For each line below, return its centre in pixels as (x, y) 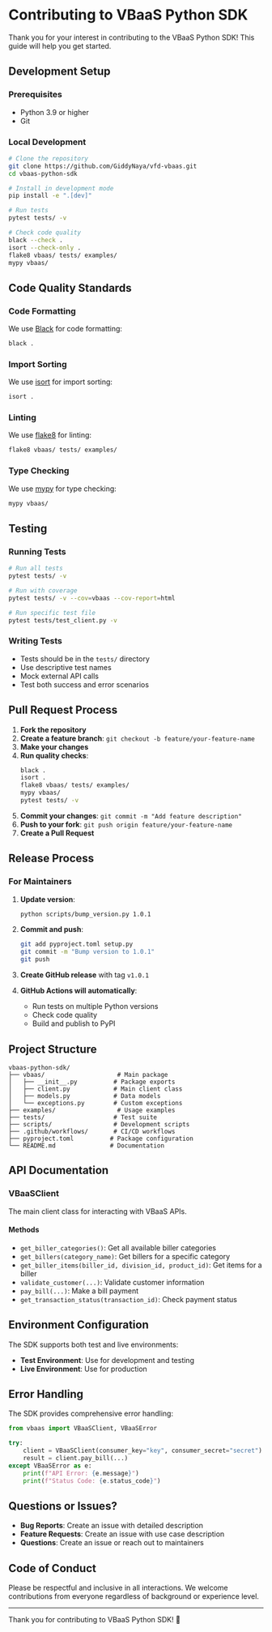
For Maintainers (40, 882)
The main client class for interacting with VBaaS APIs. (98, 1211)
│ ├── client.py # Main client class (96, 1089)
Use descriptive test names (66, 667)
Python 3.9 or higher (54, 112)
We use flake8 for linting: (50, 435)
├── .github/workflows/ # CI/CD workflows (92, 1131)
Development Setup (59, 72)
